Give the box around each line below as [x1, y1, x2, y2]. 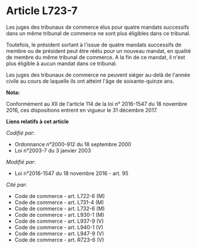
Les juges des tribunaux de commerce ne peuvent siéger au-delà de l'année [6, 71, 191, 78]
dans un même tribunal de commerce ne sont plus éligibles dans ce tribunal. [6, 29, 191, 36]
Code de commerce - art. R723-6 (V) [14, 236, 104, 243]
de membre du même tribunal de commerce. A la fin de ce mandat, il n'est [6, 53, 186, 61]
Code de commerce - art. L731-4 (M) [14, 199, 104, 206]
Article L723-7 [6, 4, 78, 18]
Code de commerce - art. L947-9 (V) [14, 230, 104, 237]
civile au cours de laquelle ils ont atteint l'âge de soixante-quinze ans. [6, 78, 175, 85]
